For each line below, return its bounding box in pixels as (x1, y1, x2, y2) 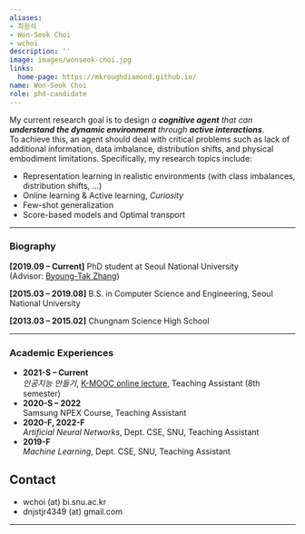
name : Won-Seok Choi (9, 81, 88, 90)
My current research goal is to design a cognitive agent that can (9, 114, 253, 125)
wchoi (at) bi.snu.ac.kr (22, 496, 107, 507)
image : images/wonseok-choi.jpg (9, 55, 132, 64)
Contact (9, 472, 56, 488)
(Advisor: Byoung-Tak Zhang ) (9, 270, 120, 282)
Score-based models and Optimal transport (22, 209, 186, 220)
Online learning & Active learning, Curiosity (22, 190, 184, 201)
